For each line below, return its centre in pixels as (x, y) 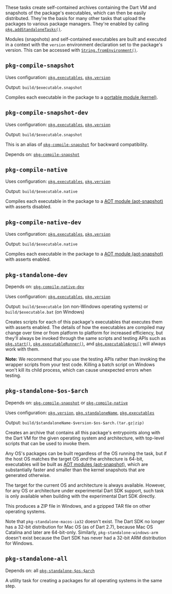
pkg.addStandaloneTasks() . (34, 29)
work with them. (22, 349)
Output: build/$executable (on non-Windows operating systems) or (77, 306)
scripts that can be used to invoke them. (48, 443)
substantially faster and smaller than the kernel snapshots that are (75, 470)
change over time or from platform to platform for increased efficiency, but (84, 333)
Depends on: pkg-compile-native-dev (45, 286)
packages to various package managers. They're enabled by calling (77, 24)
